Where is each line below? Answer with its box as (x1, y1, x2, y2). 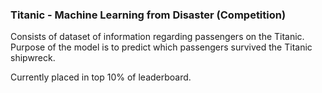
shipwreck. (10, 52, 56, 64)
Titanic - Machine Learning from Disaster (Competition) (10, 8, 287, 22)
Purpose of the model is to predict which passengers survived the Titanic (10, 41, 313, 53)
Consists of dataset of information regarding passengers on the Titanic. (10, 31, 305, 43)
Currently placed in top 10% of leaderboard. (10, 71, 192, 83)
